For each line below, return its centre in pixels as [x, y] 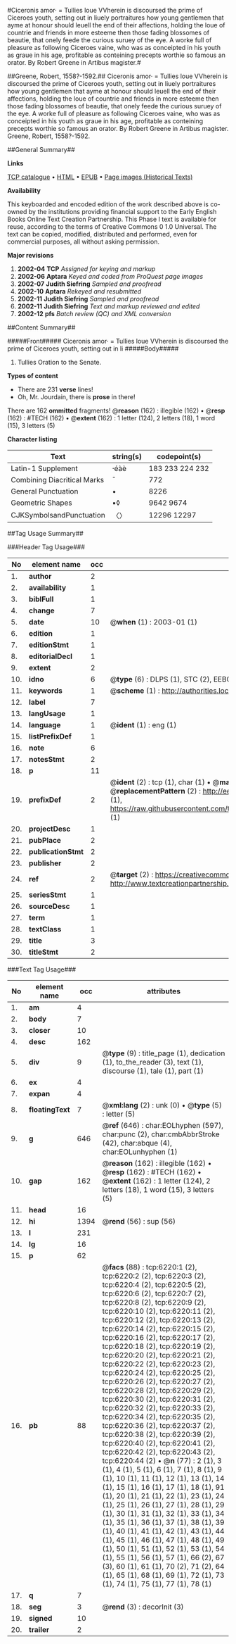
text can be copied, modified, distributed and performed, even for [103, 234]
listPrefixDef [51, 736]
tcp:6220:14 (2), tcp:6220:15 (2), [159, 1329]
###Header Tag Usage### [46, 547]
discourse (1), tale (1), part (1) [153, 1071]
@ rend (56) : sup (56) [139, 1221]
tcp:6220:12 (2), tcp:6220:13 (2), [159, 1320]
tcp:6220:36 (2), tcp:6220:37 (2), [159, 1425]
